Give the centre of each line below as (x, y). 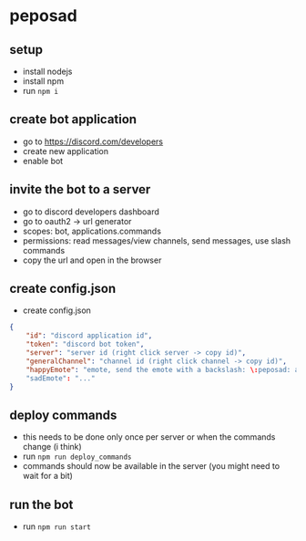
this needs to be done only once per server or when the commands (149, 437)
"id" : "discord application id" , (89, 336)
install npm (43, 81)
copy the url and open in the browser (92, 260)
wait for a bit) (47, 476)
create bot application (73, 120)
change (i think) (52, 447)
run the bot (41, 504)
